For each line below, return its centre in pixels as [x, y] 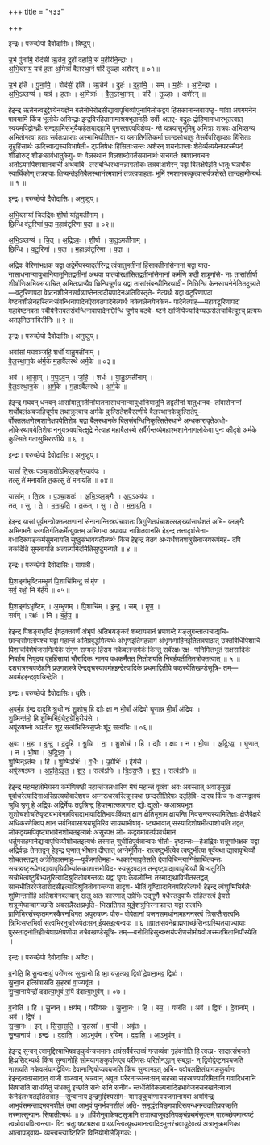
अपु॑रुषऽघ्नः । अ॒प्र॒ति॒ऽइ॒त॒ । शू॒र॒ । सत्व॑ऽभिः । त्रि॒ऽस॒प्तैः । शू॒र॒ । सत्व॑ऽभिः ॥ [102, 771]
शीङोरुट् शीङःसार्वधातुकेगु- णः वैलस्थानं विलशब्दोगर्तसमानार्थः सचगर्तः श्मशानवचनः [110, 155]
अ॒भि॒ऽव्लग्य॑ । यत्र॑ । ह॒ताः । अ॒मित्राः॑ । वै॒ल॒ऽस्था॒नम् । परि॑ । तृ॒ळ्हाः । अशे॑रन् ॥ [107, 94]
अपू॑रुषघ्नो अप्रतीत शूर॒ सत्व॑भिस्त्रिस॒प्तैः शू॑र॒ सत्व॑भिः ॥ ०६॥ [80, 727]
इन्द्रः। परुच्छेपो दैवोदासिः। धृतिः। [50, 693]
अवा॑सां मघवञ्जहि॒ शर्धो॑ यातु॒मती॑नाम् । [54, 352]
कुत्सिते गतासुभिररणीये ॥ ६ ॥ [46, 439]
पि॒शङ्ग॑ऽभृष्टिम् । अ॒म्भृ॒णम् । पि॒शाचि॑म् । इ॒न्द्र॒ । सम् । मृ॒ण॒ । [85, 606]
